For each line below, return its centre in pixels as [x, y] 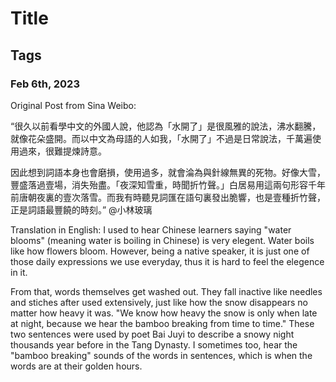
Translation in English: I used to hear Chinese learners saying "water [151, 229]
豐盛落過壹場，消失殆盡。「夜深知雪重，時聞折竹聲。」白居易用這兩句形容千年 [168, 184]
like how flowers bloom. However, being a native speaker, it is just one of [160, 251]
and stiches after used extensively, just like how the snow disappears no [159, 302]
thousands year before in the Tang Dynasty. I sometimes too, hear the [154, 344]
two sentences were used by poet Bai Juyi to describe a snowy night [152, 334]
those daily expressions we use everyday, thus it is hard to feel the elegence [167, 261]
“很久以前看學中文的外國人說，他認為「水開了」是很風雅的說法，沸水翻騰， [166, 126]
